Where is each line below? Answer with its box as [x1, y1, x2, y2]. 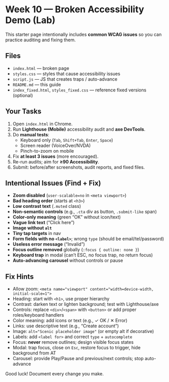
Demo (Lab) [5, 14, 56, 26]
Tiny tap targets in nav [12, 230, 61, 236]
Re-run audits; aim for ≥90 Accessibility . [12, 158, 99, 164]
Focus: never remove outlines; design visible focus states [12, 339, 134, 345]
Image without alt [12, 225, 52, 231]
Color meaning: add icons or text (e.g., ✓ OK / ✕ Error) [12, 318, 128, 324]
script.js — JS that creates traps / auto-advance [12, 76, 118, 82]
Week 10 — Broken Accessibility [5, 4, 144, 15]
